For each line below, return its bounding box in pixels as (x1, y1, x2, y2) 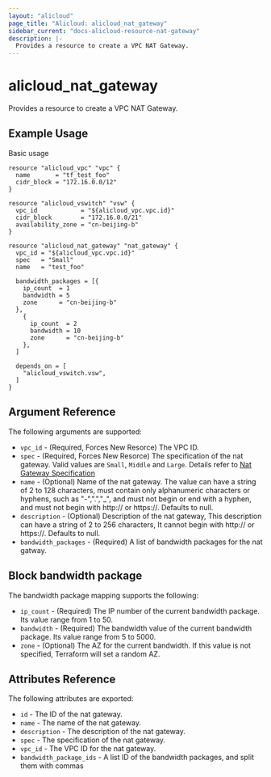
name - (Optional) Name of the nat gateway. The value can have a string (19, 476, 256, 486)
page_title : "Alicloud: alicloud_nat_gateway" (8, 19, 168, 27)
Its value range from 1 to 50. (19, 614, 114, 624)
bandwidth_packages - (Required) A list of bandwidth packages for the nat (19, 537, 263, 547)
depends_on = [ (15, 361, 67, 370)
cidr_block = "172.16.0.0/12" (15, 178, 117, 186)
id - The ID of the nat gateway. (19, 709, 123, 720)
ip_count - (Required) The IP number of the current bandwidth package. (19, 606, 261, 615)
